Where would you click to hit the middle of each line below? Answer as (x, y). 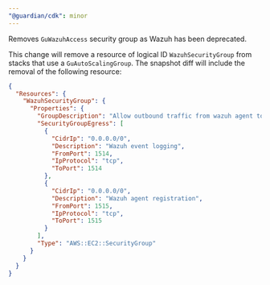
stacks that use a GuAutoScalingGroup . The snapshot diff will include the (127, 63)
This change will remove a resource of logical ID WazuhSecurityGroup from (130, 54)
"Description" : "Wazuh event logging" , (118, 146)
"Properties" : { (57, 109)
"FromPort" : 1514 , (82, 154)
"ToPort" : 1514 (77, 169)
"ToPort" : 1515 (77, 221)
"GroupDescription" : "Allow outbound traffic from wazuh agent (145, 116)
